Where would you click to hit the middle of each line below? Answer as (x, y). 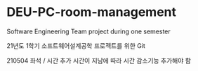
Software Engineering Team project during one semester (89, 31)
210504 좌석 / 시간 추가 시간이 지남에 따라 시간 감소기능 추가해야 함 (99, 61)
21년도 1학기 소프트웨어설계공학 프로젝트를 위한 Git (76, 45)
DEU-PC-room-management (92, 12)
